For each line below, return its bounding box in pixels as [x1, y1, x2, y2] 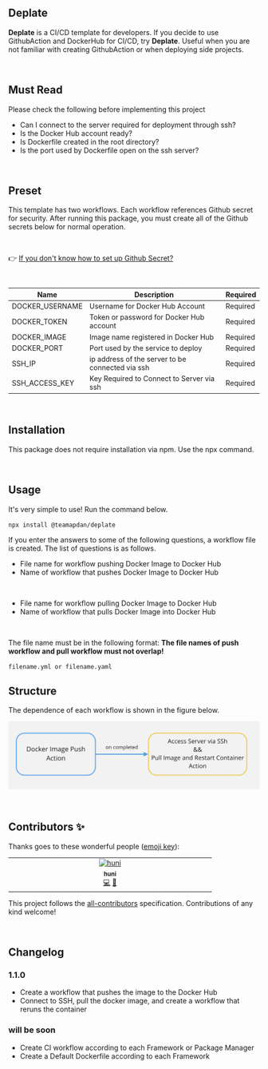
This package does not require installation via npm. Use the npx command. [8, 444, 254, 454]
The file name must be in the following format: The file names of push [8, 638, 239, 647]
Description [134, 289, 174, 299]
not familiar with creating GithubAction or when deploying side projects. [8, 44, 244, 54]
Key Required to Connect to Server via [89, 374, 215, 383]
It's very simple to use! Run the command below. [8, 504, 168, 514]
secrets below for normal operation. [8, 222, 126, 232]
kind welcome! [8, 907, 57, 916]
